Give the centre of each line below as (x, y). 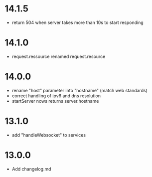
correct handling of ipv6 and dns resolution (56, 96)
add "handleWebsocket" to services (49, 135)
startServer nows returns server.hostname (55, 101)
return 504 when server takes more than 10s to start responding (78, 22)
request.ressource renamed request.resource (59, 56)
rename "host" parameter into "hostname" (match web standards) (79, 90)
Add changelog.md (31, 169)
